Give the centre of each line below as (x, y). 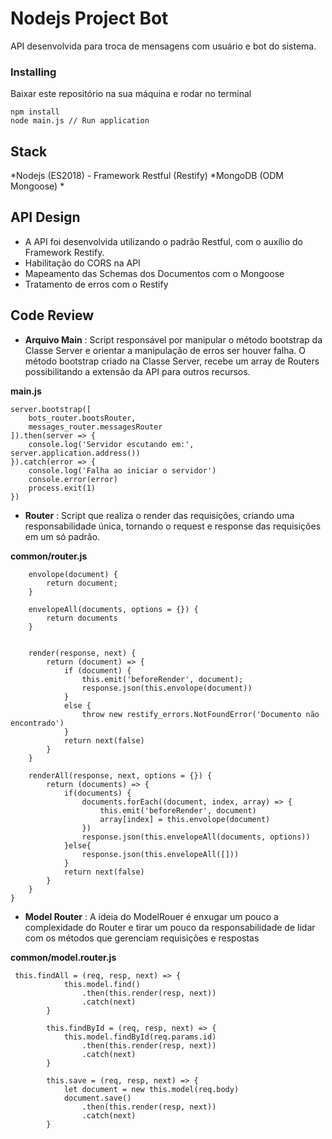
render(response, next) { (82, 653)
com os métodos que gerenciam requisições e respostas (142, 938)
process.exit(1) (62, 488)
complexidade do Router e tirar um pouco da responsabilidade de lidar (170, 927)
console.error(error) (73, 479)
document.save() (97, 1098)
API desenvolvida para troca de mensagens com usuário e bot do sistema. (163, 46)
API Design (45, 217)
